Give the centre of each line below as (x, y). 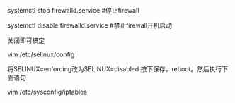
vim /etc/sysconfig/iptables (47, 92)
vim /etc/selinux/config (41, 54)
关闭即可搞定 (26, 40)
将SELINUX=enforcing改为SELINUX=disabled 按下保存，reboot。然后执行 (115, 69)
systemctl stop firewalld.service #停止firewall (73, 10)
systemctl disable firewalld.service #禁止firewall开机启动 (90, 25)
